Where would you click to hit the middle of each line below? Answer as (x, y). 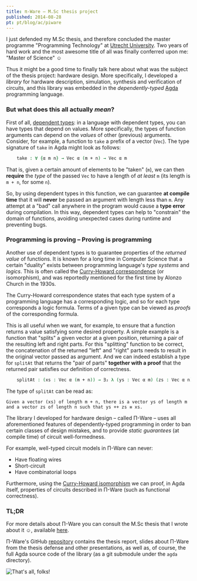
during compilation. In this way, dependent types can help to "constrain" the (98, 212)
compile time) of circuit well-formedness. (56, 436)
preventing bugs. (27, 225)
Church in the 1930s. (31, 283)
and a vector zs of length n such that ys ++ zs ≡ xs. (74, 407)
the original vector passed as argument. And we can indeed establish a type (98, 356)
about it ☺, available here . (38, 530)
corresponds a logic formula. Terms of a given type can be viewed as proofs (98, 308)
